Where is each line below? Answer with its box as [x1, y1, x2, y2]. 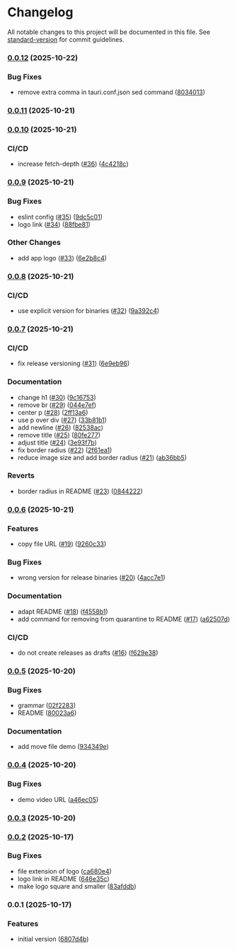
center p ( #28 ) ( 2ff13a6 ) [17, 408, 88, 416]
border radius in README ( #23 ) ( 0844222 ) [17, 486, 143, 496]
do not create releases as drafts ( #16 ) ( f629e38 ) [17, 648, 158, 657]
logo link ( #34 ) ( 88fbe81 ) [17, 220, 91, 229]
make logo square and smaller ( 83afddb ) [17, 882, 137, 891]
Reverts [7, 471, 35, 481]
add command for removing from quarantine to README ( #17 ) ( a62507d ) [17, 614, 231, 623]
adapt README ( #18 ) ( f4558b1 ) [17, 607, 108, 616]
